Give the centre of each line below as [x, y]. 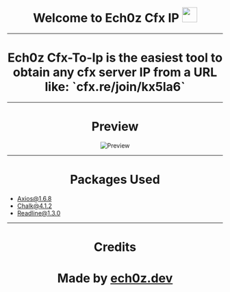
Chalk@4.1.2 [35, 206]
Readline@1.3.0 [39, 213]
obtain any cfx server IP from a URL [115, 72]
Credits [115, 247]
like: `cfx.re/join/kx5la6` [115, 87]
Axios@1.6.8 [34, 198]
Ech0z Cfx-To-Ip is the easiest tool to [115, 58]
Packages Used [115, 180]
